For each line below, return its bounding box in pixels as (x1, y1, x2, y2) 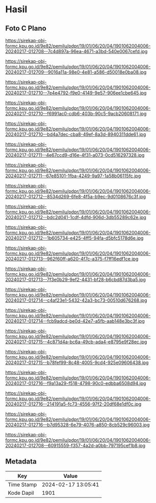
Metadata (5, 457, 37, 466)
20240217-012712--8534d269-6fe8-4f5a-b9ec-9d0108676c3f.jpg (5, 194, 146, 200)
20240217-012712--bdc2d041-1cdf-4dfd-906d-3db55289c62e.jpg (5, 214, 147, 220)
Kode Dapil (8, 489, 34, 496)
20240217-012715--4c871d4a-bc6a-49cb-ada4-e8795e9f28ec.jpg (5, 339, 147, 345)
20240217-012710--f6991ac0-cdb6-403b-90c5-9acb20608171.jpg (5, 111, 147, 116)
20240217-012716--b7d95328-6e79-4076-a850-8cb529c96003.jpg (5, 422, 150, 427)
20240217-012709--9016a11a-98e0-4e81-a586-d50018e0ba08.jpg (5, 69, 147, 75)
